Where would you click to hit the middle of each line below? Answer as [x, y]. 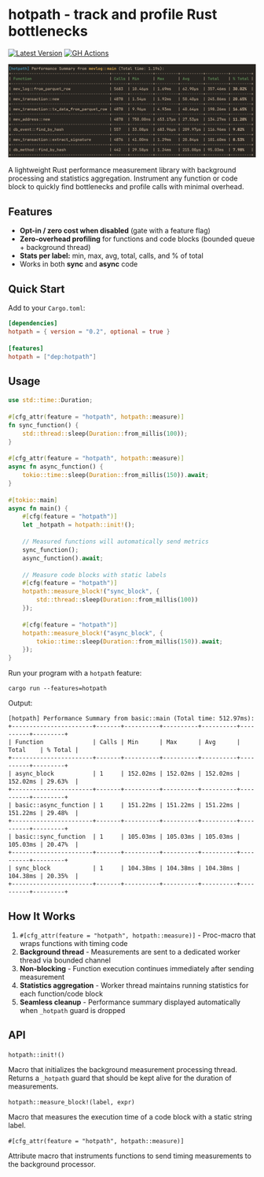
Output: [20, 703]
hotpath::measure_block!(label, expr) [71, 1102]
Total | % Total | [44, 751]
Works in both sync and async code [79, 264]
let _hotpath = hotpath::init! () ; [79, 525]
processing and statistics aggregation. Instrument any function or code [123, 178]
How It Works [42, 916]
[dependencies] [33, 324]
